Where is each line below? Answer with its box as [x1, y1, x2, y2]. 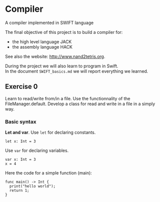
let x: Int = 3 [5, 139, 36, 144]
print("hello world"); [9, 184, 56, 189]
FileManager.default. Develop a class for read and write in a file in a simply [5, 101, 156, 107]
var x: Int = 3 [5, 157, 36, 162]
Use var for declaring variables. [5, 147, 69, 153]
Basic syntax [5, 118, 37, 125]
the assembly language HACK [12, 44, 72, 50]
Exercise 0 [5, 83, 38, 91]
